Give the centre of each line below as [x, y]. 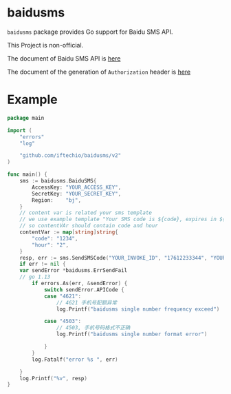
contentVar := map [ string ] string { [69, 232]
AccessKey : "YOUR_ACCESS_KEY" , [77, 187]
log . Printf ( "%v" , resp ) [54, 378]
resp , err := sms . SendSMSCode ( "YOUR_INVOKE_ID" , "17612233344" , [113, 258]
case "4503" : [62, 322]
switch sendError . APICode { [84, 290]
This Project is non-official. [45, 45]
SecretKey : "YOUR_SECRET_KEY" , [77, 194]
